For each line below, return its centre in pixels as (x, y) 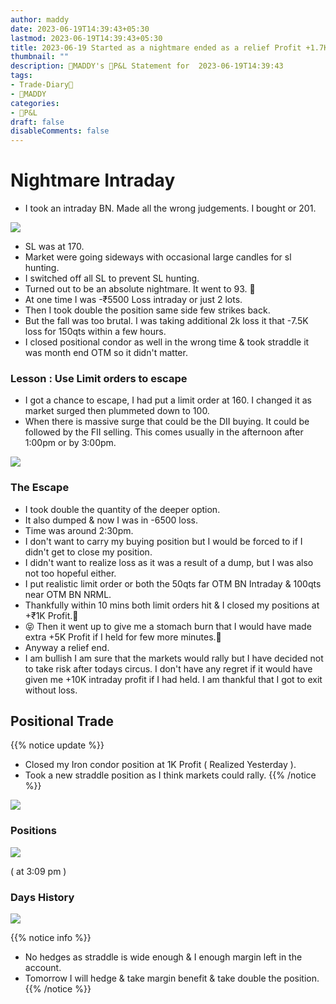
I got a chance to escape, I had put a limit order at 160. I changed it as (168, 400)
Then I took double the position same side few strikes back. (147, 310)
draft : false (37, 122)
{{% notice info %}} (51, 938)
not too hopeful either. (70, 573)
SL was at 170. (54, 247)
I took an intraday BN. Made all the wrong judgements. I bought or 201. (170, 208)
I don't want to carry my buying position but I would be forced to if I (163, 541)
